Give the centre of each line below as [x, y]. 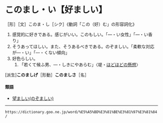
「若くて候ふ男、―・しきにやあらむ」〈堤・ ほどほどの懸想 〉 [80, 64]
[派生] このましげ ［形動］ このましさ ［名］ [47, 75]
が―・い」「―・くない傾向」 [41, 52]
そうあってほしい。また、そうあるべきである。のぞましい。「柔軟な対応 [83, 46]
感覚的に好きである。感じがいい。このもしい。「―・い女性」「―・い [80, 34]
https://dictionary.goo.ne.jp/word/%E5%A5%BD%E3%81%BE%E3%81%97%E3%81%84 [81, 112]
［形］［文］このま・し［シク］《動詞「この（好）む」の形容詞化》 [71, 24]
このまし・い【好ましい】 [56, 10]
